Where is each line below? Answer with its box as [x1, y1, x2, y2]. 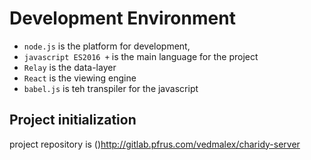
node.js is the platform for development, [23, 40, 191, 52]
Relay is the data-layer [23, 61, 117, 73]
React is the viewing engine [23, 72, 137, 84]
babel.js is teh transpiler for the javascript [23, 82, 199, 94]
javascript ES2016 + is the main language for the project [23, 50, 259, 62]
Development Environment [9, 7, 236, 30]
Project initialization [9, 112, 137, 129]
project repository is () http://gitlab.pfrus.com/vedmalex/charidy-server [9, 138, 301, 150]
